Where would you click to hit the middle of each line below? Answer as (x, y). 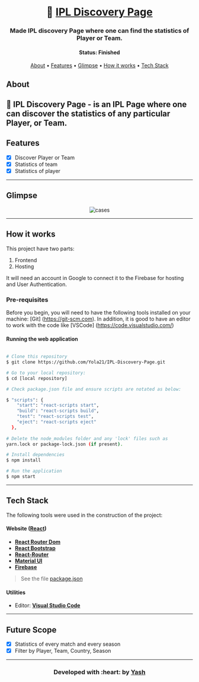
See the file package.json (52, 579)
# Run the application (34, 471)
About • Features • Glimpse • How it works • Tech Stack (99, 65)
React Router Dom (38, 542)
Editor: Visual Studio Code (47, 605)
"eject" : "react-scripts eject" (57, 422)
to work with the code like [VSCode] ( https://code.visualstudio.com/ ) (90, 325)
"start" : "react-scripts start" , (58, 406)
